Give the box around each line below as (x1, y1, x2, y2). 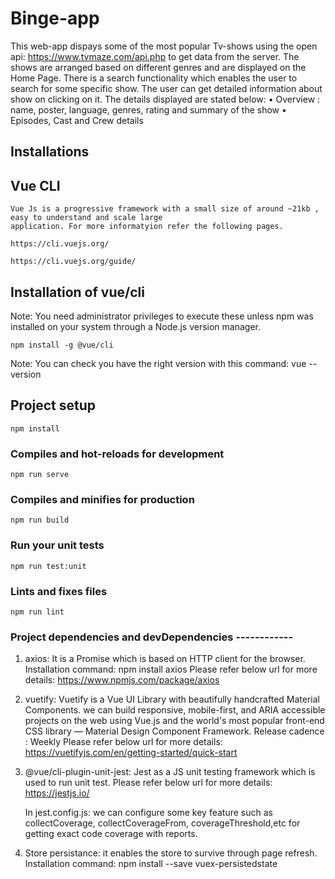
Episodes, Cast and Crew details (10, 114, 144, 126)
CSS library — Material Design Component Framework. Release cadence (24, 725, 325, 737)
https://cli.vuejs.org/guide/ (10, 257, 137, 267)
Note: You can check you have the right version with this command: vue (10, 357, 307, 369)
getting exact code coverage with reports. (24, 828, 198, 840)
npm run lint (10, 607, 65, 617)
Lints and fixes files (10, 584, 108, 598)
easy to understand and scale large (10, 213, 163, 223)
